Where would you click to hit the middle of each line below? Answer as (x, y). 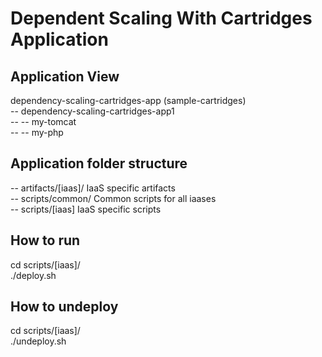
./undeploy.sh (38, 341)
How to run (45, 240)
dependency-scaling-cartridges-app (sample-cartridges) (128, 100)
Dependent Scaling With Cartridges (161, 18)
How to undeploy (64, 307)
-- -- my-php (37, 132)
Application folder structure (99, 163)
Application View (65, 76)
